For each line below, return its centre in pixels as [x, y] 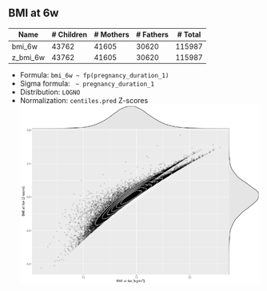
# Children [70, 34]
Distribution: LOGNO [50, 92]
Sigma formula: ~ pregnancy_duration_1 [87, 84]
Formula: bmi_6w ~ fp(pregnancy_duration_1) [94, 75]
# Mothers [112, 34]
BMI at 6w [34, 13]
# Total [189, 34]
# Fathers [152, 34]
